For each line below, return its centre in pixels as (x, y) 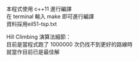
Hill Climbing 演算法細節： (39, 37)
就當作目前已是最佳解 (33, 52)
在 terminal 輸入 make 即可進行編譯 (50, 16)
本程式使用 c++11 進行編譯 (39, 9)
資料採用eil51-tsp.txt (32, 24)
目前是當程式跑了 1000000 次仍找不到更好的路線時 (69, 44)
